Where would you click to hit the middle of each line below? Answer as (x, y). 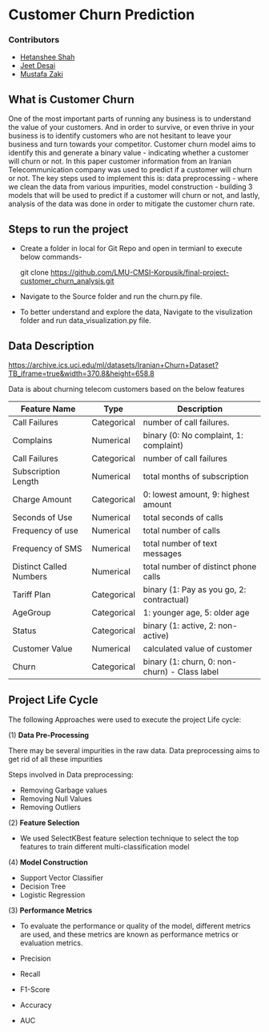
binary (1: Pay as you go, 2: (195, 589)
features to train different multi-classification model (104, 846)
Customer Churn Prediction (102, 15)
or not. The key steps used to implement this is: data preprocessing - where (133, 179)
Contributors (34, 40)
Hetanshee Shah (47, 57)
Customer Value (42, 648)
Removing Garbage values (64, 790)
